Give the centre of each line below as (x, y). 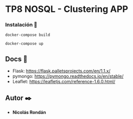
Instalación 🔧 (21, 25)
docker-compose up (24, 44)
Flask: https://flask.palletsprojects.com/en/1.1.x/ (61, 71)
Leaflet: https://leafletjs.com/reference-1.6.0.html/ (64, 82)
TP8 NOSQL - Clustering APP (67, 9)
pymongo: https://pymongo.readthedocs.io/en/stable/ (68, 76)
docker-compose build (28, 35)
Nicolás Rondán (29, 113)
